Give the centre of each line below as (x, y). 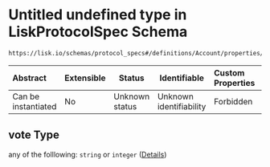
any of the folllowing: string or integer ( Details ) (88, 154)
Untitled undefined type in (98, 15)
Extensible (85, 78)
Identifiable (182, 78)
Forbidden (233, 101)
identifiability (182, 106)
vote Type (34, 135)
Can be (26, 96)
